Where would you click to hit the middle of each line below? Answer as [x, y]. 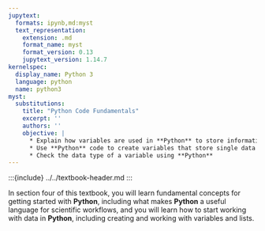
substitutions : [40, 104]
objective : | [44, 133]
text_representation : [51, 30]
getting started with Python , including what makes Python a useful [117, 202]
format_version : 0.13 [58, 52]
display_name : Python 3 [54, 74]
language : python [44, 81]
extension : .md [47, 38]
